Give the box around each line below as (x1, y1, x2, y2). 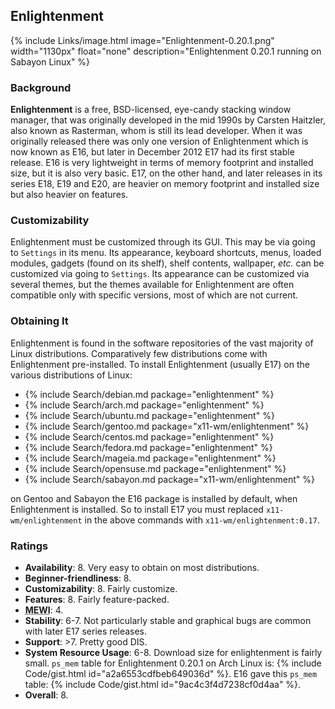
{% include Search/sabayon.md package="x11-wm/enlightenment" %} (24, 473, 315, 485)
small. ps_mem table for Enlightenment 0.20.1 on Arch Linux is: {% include (24, 657, 322, 669)
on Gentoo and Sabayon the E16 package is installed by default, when (10, 492, 298, 504)
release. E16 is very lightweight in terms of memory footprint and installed (10, 157, 314, 169)
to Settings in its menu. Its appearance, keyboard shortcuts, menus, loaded (10, 247, 322, 259)
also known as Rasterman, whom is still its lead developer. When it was (10, 125, 303, 137)
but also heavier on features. (10, 189, 129, 201)
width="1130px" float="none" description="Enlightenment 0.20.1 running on (10, 45, 322, 57)
